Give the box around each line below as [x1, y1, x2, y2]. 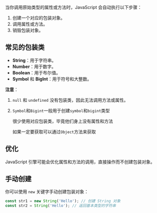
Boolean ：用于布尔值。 [12, 70, 61, 75]
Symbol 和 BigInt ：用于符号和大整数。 [12, 76, 92, 82]
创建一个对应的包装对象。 [12, 15, 65, 21]
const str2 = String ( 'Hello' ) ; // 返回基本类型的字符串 [5, 203, 116, 209]
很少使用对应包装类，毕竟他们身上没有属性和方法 [12, 118, 113, 124]
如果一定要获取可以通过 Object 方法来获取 [12, 129, 96, 135]
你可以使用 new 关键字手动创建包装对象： [5, 189, 89, 195]
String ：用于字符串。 [12, 57, 56, 63]
